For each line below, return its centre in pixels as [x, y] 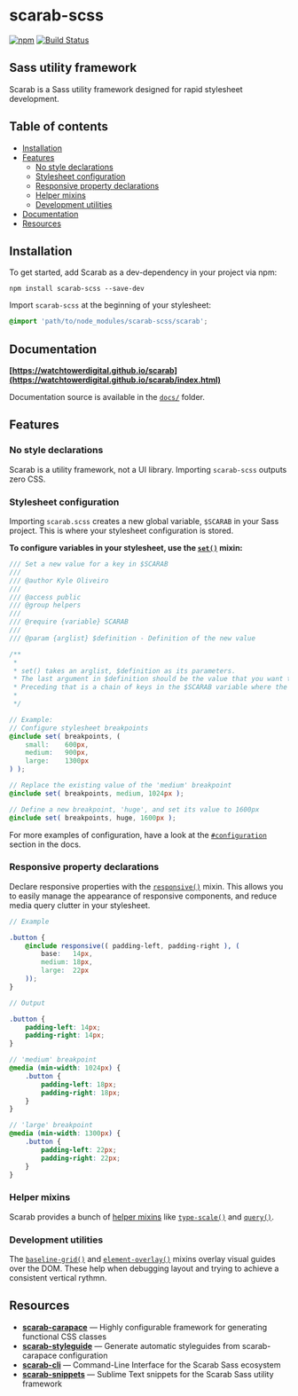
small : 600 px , [57, 745]
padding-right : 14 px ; [65, 1035]
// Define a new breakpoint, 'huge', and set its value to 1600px [134, 809]
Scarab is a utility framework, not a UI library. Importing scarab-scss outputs [148, 469]
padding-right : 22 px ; [81, 1158]
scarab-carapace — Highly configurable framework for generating [145, 1327]
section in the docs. [45, 844]
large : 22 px [65, 971]
